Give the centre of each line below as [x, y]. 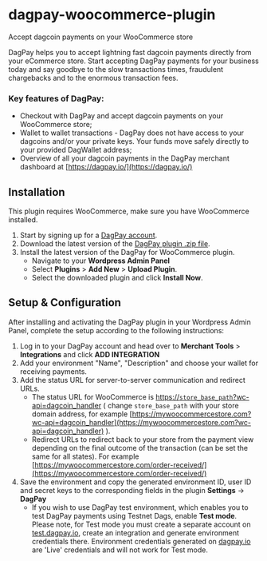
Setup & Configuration [65, 302]
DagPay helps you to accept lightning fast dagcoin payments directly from [130, 52]
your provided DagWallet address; [76, 150]
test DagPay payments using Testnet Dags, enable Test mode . [134, 515]
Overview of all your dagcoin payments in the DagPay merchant [124, 158]
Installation [37, 192]
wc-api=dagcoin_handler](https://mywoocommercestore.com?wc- [141, 422]
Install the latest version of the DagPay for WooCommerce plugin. [127, 253]
